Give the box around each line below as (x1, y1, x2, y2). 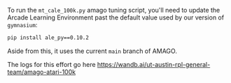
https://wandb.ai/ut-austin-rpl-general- (97, 60, 211, 68)
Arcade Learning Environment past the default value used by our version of (7, 13, 225, 22)
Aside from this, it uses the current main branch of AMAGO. (7, 47, 177, 55)
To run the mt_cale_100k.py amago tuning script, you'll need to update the (7, 6, 220, 14)
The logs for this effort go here (7, 60, 96, 68)
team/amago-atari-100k (7, 68, 76, 76)
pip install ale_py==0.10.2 (7, 34, 90, 41)
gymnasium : (7, 21, 38, 29)
